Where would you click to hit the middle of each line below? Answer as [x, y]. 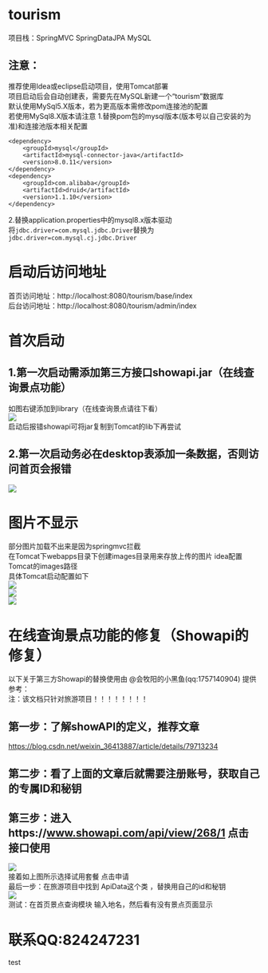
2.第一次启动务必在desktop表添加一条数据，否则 [128, 454]
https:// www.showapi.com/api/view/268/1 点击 [128, 833]
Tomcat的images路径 [43, 566]
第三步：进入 [40, 818]
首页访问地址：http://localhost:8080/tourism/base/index [100, 295]
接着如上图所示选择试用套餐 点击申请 [69, 876]
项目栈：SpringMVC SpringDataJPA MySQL [80, 38]
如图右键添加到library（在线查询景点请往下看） [85, 408]
